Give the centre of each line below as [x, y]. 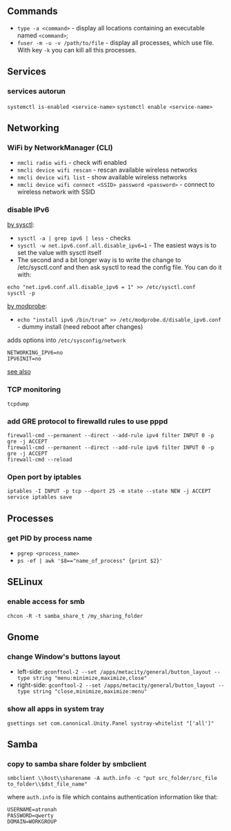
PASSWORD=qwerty [30, 816]
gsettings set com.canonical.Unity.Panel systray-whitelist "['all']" [111, 723]
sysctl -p [21, 293]
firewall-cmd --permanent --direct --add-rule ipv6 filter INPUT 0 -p [111, 448]
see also [19, 372]
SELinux [25, 582]
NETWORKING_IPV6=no [35, 353]
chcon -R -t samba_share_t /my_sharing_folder [75, 616]
